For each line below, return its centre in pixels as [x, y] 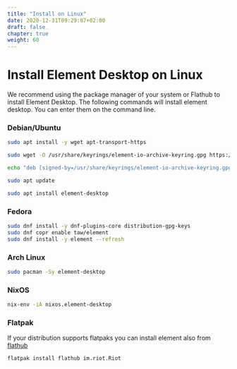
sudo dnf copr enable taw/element [58, 232]
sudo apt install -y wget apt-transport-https [77, 143]
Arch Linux [26, 257]
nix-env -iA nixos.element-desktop [60, 305]
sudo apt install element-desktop [58, 193]
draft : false [26, 27]
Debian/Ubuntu [34, 128]
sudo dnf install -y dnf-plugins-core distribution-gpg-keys [99, 226]
